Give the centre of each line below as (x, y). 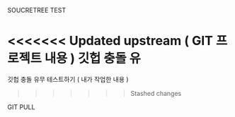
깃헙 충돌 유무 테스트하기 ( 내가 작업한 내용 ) (68, 79)
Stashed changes (156, 93)
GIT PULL (21, 107)
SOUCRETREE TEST (36, 10)
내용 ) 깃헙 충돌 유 (93, 58)
